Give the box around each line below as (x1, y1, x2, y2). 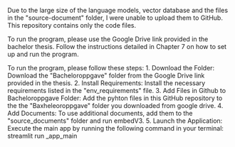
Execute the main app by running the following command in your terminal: (7, 124, 224, 132)
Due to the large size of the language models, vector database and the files (7, 6, 229, 14)
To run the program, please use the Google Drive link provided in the (7, 35, 209, 43)
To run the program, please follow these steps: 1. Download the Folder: (7, 64, 215, 72)
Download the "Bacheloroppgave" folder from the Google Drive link (7, 71, 205, 80)
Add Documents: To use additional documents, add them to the (7, 109, 193, 117)
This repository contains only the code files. (7, 21, 137, 29)
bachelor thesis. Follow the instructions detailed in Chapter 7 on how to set (7, 43, 226, 50)
